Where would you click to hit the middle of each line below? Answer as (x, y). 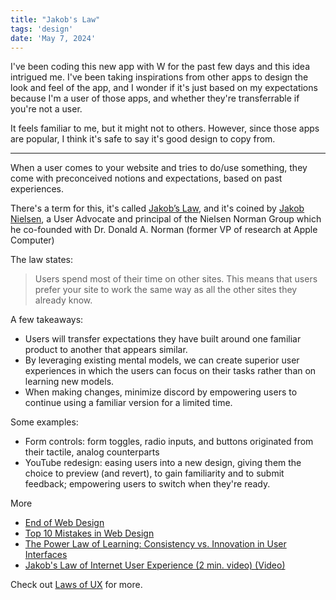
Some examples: (44, 422)
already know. (63, 300)
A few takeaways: (47, 320)
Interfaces (46, 555)
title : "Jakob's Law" (55, 19)
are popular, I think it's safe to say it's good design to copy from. (143, 139)
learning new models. (69, 382)
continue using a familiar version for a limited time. (128, 403)
